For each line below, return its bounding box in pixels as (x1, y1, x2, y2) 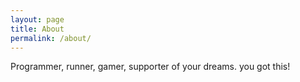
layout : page (10, 14, 65, 25)
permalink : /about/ (10, 33, 92, 43)
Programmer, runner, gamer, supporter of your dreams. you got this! (10, 61, 291, 73)
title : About (10, 24, 65, 34)
